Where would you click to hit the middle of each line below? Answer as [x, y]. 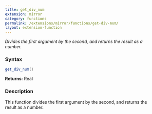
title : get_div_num [25, 9]
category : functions [26, 19]
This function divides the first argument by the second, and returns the [76, 102]
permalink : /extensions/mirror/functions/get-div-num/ [62, 23]
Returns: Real [19, 79]
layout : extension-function [34, 28]
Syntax [14, 59]
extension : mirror [24, 14]
